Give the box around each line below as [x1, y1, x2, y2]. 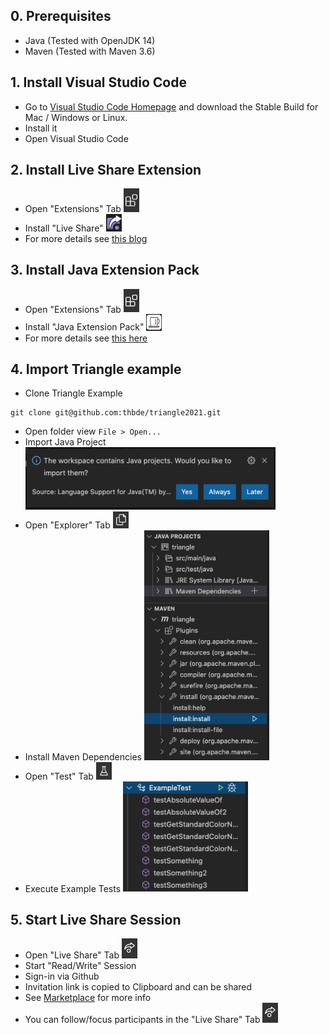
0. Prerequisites [10, 8, 112, 25]
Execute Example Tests [24, 882, 122, 894]
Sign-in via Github [24, 970, 100, 983]
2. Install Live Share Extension [10, 162, 202, 179]
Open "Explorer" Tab [24, 519, 111, 531]
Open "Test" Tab [24, 770, 94, 782]
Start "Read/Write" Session [24, 960, 137, 972]
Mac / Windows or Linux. [24, 111, 128, 123]
